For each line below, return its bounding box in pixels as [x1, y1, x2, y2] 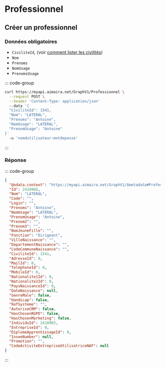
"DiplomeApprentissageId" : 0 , [9, 329, 71, 335]
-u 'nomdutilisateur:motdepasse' [9, 135, 78, 141]
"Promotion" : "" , [9, 339, 45, 344]
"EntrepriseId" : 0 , [9, 325, 50, 330]
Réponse [4, 157, 27, 164]
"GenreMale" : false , [9, 293, 52, 298]
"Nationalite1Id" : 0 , [9, 274, 54, 279]
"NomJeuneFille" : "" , [9, 228, 54, 233]
